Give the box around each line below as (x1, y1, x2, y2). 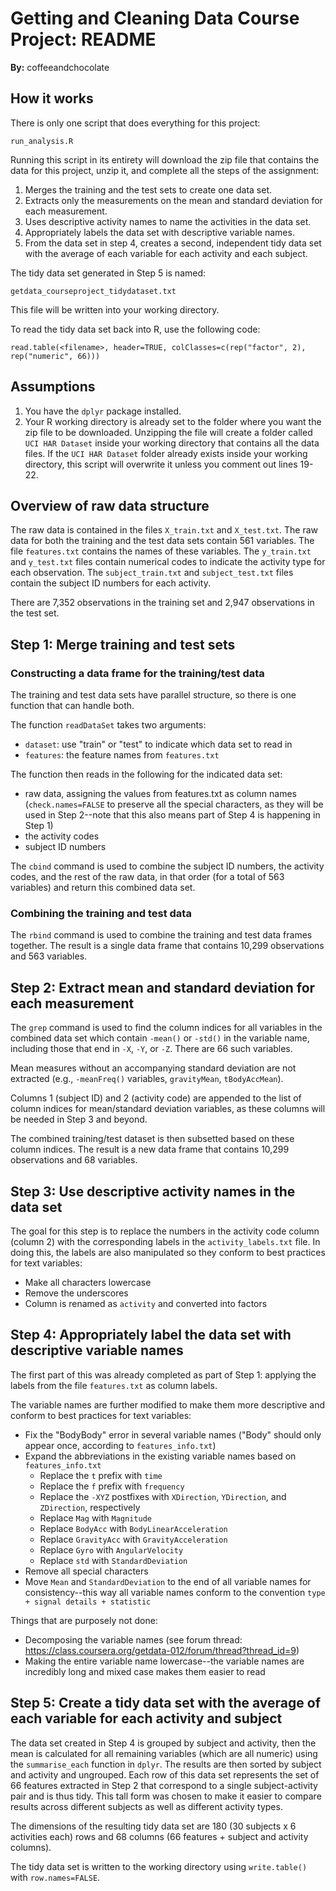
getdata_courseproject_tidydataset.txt (10, 286, 177, 296)
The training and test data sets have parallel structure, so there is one (10, 689, 297, 701)
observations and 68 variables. (10, 1154, 138, 1166)
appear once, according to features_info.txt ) (24, 1439, 217, 1451)
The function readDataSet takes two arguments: (10, 719, 207, 731)
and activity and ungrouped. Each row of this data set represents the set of (10, 1768, 320, 1781)
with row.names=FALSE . (10, 1871, 101, 1883)
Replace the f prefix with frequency (39, 1480, 185, 1492)
